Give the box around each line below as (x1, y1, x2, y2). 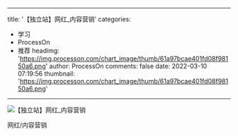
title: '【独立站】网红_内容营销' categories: (7, 15, 131, 23)
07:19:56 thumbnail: (17, 69, 76, 78)
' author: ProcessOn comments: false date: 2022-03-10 (45, 62, 208, 70)
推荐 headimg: (17, 47, 60, 55)
